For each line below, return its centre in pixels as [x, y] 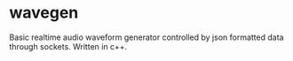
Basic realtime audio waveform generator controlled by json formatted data [146, 37]
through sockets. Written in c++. [68, 46]
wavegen [44, 13]
